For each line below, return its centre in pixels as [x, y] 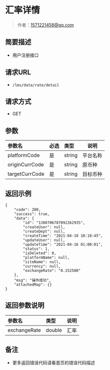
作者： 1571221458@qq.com [46, 25]
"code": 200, [27, 210]
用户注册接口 [25, 55]
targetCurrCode [26, 174]
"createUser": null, [44, 227]
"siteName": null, [42, 262]
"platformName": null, [46, 257]
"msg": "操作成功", [32, 280]
